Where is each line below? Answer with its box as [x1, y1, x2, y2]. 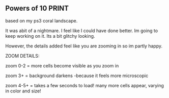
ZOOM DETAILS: [5, 53, 40, 59]
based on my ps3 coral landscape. [5, 17, 78, 23]
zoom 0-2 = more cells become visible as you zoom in [5, 62, 119, 68]
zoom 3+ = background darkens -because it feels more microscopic [5, 72, 149, 79]
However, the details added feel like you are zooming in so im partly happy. [5, 43, 163, 49]
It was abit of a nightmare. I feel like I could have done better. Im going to [5, 28, 158, 34]
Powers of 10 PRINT [5, 4, 69, 13]
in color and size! [5, 88, 42, 94]
